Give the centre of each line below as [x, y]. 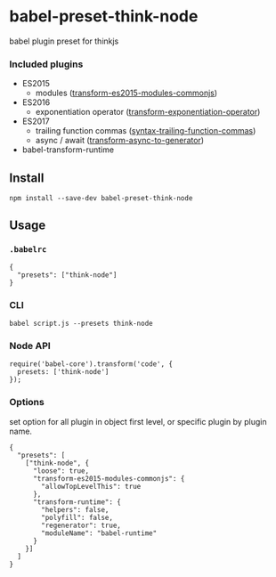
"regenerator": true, [81, 525]
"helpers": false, [75, 509]
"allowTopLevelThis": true [91, 486]
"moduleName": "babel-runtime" [99, 533]
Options [27, 402]
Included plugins [46, 64]
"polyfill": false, [77, 517]
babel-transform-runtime [68, 150]
